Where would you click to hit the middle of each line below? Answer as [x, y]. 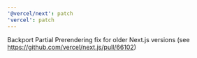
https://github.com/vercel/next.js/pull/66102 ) [72, 47]
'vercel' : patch [31, 20]
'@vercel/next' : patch [40, 13]
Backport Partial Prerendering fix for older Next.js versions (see [98, 39]
